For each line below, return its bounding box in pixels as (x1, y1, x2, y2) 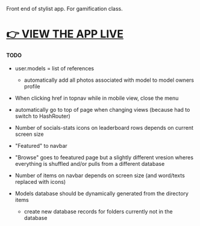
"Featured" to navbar (14, 142, 67, 150)
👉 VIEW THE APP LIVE (6, 27, 123, 41)
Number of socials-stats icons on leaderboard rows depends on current (14, 124, 194, 132)
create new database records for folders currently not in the (23, 208, 173, 215)
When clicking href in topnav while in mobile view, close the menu (14, 94, 179, 102)
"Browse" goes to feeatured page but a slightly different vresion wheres (14, 154, 194, 161)
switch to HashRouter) (14, 112, 70, 120)
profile (23, 83, 40, 90)
